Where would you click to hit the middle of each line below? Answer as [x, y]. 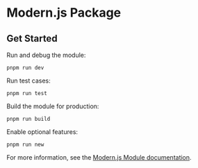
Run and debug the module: [46, 55]
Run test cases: [28, 81]
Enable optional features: [42, 132]
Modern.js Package [64, 13]
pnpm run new [25, 144]
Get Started [32, 39]
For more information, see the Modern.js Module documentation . [99, 157]
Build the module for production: [53, 106]
